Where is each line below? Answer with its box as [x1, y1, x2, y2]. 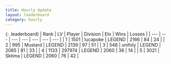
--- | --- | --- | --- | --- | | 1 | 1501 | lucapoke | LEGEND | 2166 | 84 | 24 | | [11, 36, 165, 42]
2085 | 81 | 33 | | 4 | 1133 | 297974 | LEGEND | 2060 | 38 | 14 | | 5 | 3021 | [5, 47, 160, 54]
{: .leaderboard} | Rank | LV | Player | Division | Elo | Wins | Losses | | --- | [5, 31, 161, 37]
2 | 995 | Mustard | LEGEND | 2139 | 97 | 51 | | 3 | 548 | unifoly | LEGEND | [5, 42, 161, 48]
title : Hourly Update [5, 7, 52, 13]
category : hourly [5, 17, 43, 22]
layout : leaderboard [5, 12, 50, 17]
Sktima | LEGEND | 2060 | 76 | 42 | [5, 53, 79, 59]
